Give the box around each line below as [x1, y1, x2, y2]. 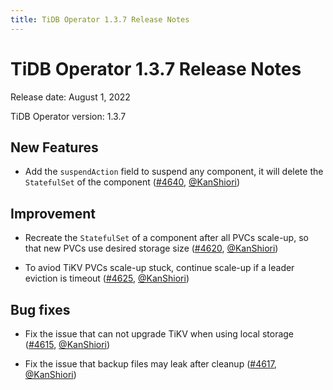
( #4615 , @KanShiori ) [24, 339, 111, 350]
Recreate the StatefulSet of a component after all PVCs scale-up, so [24, 232, 309, 244]
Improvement [10, 205, 96, 222]
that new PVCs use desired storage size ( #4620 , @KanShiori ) [24, 242, 279, 255]
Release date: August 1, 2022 [10, 91, 131, 103]
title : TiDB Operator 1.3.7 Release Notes [10, 14, 190, 25]
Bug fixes [10, 301, 71, 318]
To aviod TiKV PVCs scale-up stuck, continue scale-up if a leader [24, 262, 295, 274]
